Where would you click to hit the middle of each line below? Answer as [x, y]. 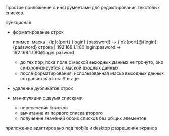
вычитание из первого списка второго [62, 113]
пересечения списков [44, 108]
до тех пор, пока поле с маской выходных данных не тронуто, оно [92, 62]
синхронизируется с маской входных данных [69, 68]
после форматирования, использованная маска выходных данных [92, 73]
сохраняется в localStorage [49, 78]
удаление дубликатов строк [43, 88]
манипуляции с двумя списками [47, 98]
